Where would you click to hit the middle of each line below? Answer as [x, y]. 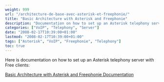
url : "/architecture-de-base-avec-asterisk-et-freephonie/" [68, 14]
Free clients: [18, 65]
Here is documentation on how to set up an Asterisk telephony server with [80, 60]
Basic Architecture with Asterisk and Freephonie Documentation [70, 74]
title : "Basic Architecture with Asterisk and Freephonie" [66, 19]
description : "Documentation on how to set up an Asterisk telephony [77, 23]
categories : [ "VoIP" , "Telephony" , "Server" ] [52, 28]
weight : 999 [17, 10]
